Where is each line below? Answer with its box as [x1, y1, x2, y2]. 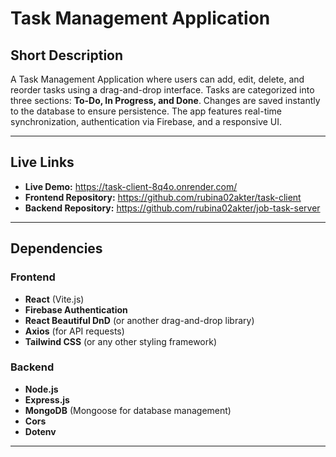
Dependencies [10, 240, 103, 257]
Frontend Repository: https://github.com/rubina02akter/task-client [24, 191, 302, 203]
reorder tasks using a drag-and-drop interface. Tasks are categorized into [10, 84, 315, 96]
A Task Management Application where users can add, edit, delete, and [10, 73, 305, 85]
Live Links [10, 154, 75, 171]
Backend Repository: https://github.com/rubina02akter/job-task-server [24, 202, 321, 214]
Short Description [10, 47, 124, 64]
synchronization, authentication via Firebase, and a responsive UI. [10, 116, 283, 127]
